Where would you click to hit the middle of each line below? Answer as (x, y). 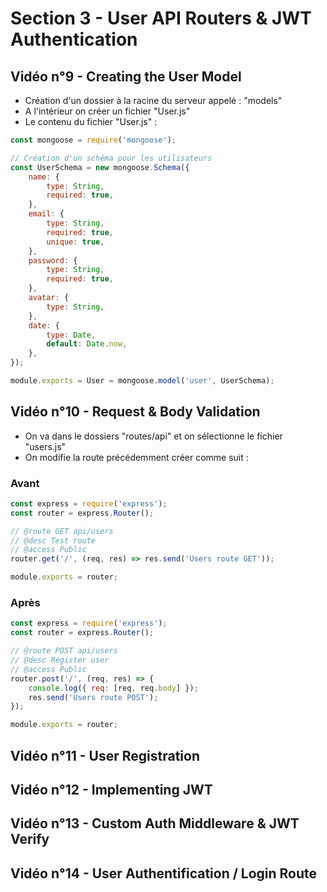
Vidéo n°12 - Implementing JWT (111, 789)
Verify (30, 839)
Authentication (74, 39)
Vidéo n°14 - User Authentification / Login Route (164, 873)
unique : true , (75, 242)
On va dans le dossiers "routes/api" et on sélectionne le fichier (153, 436)
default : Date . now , (87, 344)
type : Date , (71, 335)
